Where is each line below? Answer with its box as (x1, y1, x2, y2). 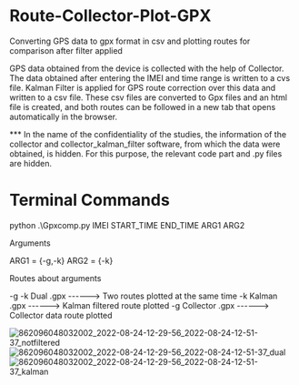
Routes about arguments (9, 272, 102, 283)
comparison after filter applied (9, 45, 123, 56)
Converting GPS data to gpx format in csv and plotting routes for (9, 35, 251, 46)
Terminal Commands (9, 190, 170, 210)
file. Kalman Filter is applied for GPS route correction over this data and (9, 82, 276, 93)
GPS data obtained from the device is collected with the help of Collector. (9, 63, 284, 74)
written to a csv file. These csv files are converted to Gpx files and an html (9, 92, 288, 103)
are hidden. (9, 157, 53, 168)
